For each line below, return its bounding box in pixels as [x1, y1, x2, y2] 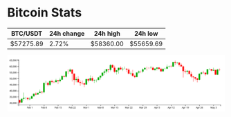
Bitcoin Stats [7, 5, 82, 21]
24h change [49, 30, 85, 38]
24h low [133, 30, 158, 38]
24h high [93, 30, 121, 38]
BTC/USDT [11, 30, 43, 38]
